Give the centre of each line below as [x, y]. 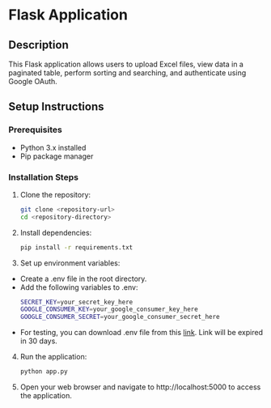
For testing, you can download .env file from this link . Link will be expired [141, 333]
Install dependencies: [56, 232]
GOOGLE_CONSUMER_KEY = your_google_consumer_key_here [109, 309]
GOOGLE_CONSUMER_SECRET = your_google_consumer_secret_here [120, 317]
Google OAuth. [33, 81]
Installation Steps [44, 177]
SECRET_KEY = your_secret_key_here [76, 302]
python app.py [44, 372]
